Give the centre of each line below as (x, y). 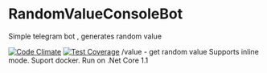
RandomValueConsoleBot (96, 14)
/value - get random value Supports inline (190, 51)
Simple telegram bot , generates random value (85, 36)
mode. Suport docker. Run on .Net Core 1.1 (78, 60)
